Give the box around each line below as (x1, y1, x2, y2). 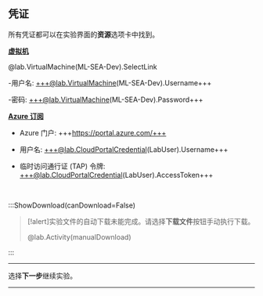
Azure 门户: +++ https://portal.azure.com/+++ (19, 128, 167, 137)
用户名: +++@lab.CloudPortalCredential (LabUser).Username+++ (19, 144, 229, 154)
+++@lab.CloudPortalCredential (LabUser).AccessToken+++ (19, 170, 214, 179)
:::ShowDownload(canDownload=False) (8, 200, 135, 210)
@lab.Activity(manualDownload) (27, 232, 131, 241)
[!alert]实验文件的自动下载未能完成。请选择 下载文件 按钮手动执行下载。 (27, 216, 255, 226)
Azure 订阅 (8, 111, 45, 121)
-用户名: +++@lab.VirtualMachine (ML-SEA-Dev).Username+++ (8, 78, 212, 88)
